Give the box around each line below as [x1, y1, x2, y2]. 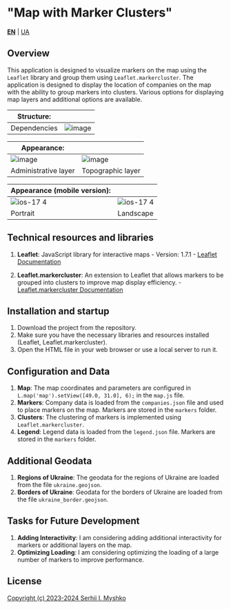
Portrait [10, 208, 35, 218]
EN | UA [7, 28, 30, 36]
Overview [7, 48, 50, 59]
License [7, 575, 42, 587]
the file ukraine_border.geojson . [17, 495, 109, 504]
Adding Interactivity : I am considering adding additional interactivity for [17, 533, 222, 541]
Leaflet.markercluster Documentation [17, 285, 123, 293]
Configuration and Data [7, 365, 110, 377]
